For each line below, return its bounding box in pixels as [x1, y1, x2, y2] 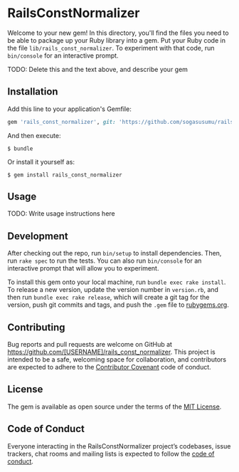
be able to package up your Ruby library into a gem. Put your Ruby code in [7, 36, 226, 44]
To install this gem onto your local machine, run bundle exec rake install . [7, 278, 226, 286]
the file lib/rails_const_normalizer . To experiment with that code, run [7, 43, 215, 52]
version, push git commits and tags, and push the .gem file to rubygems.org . [7, 300, 230, 309]
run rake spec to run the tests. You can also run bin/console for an [7, 256, 202, 265]
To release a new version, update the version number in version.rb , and [7, 285, 219, 294]
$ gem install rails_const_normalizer [7, 171, 122, 179]
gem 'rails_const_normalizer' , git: [7, 118, 116, 125]
